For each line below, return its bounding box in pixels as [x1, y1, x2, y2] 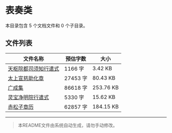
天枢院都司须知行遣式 [8, 65, 60, 72]
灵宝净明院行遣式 [8, 94, 50, 101]
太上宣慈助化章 [8, 74, 45, 82]
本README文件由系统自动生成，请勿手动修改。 [17, 122, 118, 128]
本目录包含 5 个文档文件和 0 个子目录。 [5, 22, 88, 29]
